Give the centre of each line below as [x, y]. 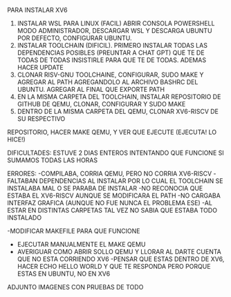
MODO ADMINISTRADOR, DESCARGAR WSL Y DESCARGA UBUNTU [114, 31]
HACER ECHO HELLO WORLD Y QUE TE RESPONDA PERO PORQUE [114, 266]
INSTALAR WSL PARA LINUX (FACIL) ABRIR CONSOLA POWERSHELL [116, 23]
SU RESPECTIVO [41, 119]
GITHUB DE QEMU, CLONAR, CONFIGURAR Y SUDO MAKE [101, 104]
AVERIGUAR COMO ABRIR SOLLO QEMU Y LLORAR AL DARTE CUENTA [119, 252]
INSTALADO [25, 218]
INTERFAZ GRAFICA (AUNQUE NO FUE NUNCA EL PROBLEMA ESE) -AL [110, 203]
